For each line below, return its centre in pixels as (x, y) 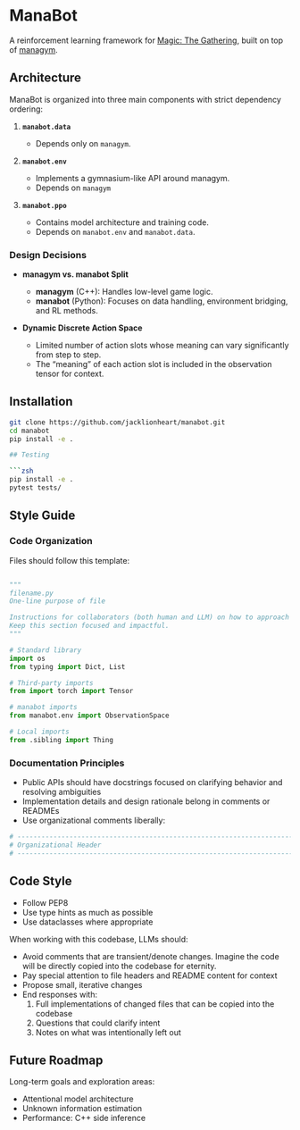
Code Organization (51, 541)
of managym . (33, 49)
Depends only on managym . (83, 143)
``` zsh (21, 471)
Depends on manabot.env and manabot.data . (115, 231)
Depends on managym (73, 188)
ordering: (26, 109)
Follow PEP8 (45, 902)
